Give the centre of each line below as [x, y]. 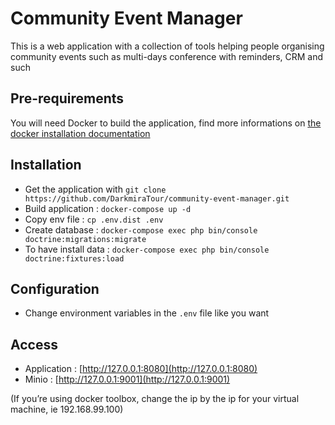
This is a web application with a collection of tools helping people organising [167, 46]
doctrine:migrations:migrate [85, 239]
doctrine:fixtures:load [74, 258]
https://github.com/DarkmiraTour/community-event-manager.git [157, 198]
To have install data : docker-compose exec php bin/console [147, 249]
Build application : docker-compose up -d [108, 208]
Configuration [55, 288]
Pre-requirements [67, 98]
